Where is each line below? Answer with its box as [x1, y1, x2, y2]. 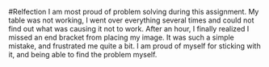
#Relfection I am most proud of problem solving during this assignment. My [8, 7, 259, 16]
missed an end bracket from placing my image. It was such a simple [8, 32, 234, 42]
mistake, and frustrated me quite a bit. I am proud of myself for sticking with [8, 41, 261, 51]
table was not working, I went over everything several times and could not [8, 15, 254, 25]
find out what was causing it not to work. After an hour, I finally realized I [8, 24, 250, 33]
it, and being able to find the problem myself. [8, 50, 158, 59]
